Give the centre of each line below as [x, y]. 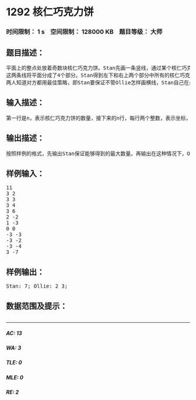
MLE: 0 [15, 377]
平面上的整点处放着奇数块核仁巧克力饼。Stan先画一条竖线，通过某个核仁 [94, 68]
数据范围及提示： [37, 306]
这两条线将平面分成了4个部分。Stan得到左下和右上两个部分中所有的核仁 [93, 75]
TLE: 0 [14, 363]
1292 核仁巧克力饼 [50, 12]
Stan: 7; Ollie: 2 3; [37, 286]
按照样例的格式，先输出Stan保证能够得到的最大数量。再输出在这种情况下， [97, 153]
